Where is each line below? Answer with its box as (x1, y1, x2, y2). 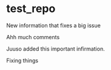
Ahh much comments (6, 33, 60, 40)
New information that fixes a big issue (6, 22, 101, 29)
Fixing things (6, 57, 38, 64)
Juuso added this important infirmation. (6, 45, 105, 52)
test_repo (6, 2, 56, 16)
